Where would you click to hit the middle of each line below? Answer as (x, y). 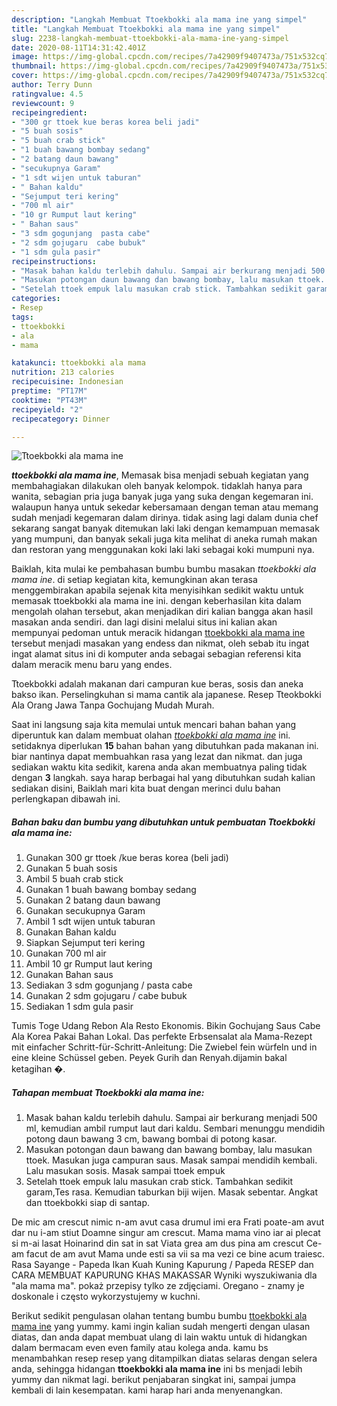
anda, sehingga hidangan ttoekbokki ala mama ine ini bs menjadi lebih (157, 1369)
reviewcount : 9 (43, 103)
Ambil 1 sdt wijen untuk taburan (90, 922)
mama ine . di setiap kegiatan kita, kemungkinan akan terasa (134, 580)
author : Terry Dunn (52, 85)
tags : (22, 317)
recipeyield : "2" (47, 409)
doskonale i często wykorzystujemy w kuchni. (106, 1297)
